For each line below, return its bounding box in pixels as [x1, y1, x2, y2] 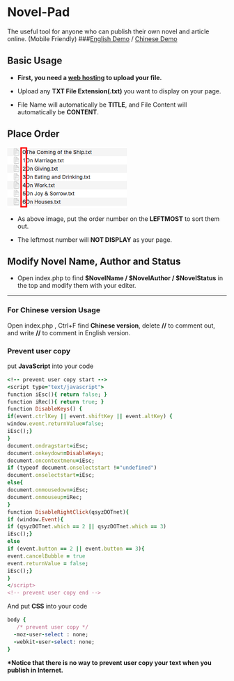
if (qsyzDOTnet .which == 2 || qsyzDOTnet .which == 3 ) [7, 523, 167, 530]
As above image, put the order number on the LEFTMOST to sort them [17, 214, 220, 223]
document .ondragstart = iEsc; [7, 442, 89, 450]
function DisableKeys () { [7, 406, 82, 413]
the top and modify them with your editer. [17, 282, 136, 290]
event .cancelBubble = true [7, 552, 86, 560]
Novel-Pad [7, 4, 70, 20]
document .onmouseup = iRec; [7, 493, 82, 500]
